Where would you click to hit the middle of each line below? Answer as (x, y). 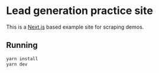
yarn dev (17, 64)
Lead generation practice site (80, 11)
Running (22, 45)
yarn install (22, 59)
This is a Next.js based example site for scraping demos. (75, 27)
